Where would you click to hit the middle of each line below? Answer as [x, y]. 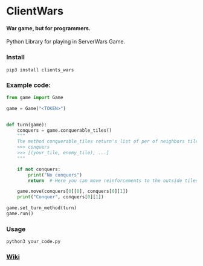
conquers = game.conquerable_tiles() [65, 130]
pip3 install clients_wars [40, 70]
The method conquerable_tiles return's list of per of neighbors [101, 141]
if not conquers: [39, 169]
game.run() [20, 214]
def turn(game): [27, 125]
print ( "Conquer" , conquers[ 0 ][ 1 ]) [60, 197]
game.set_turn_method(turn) [42, 208]
